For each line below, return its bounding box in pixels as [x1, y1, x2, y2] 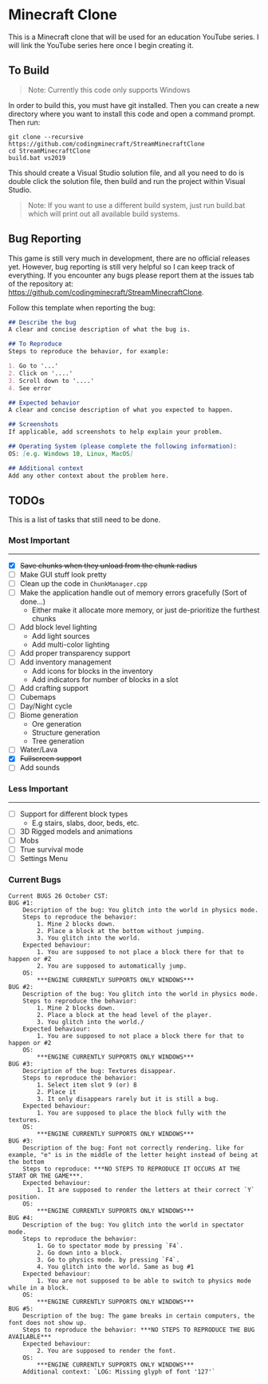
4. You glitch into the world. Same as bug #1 [37, 1263, 195, 1271]
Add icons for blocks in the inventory [31, 666, 153, 676]
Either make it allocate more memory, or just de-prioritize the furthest [31, 605, 260, 615]
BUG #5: [8, 1305, 34, 1313]
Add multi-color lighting [31, 640, 110, 649]
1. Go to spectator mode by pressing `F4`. [37, 1242, 183, 1250]
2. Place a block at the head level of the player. [37, 1011, 213, 1019]
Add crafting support [19, 684, 89, 693]
